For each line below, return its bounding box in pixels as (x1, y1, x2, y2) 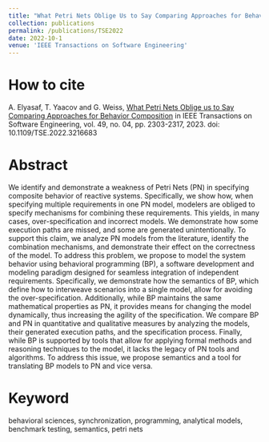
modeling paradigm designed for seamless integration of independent (8, 267, 239, 277)
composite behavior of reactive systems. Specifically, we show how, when (8, 191, 254, 200)
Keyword (8, 389, 70, 408)
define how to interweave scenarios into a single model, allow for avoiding (8, 285, 253, 294)
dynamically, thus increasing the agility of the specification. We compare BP (8, 310, 259, 319)
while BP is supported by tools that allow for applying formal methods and (8, 336, 252, 345)
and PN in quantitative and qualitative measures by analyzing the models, (8, 319, 251, 328)
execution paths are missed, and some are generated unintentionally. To (8, 225, 247, 235)
